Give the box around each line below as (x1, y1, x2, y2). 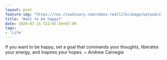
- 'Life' (5, 30, 23, 35)
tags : (5, 26, 16, 31)
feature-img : (5, 12, 32, 17)
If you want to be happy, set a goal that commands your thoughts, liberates (5, 44, 159, 50)
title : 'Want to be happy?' (5, 16, 64, 21)
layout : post (5, 7, 32, 12)
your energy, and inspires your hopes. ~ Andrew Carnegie (5, 49, 124, 55)
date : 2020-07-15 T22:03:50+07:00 (5, 21, 77, 26)
